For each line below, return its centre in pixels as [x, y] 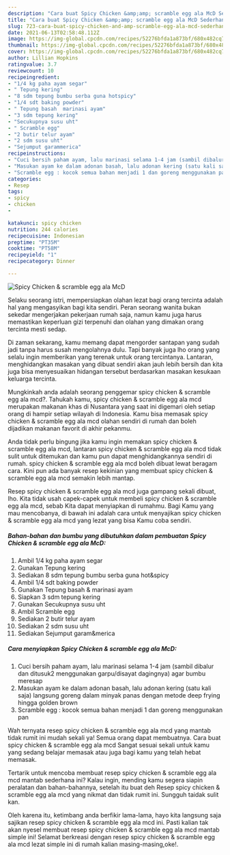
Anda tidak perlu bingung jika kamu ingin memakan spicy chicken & [102, 442]
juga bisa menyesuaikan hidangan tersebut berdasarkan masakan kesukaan [114, 371]
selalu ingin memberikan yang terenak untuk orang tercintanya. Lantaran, [111, 357]
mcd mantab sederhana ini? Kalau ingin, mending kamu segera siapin [105, 780]
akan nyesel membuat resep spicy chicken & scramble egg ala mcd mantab [114, 830]
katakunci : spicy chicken [44, 223]
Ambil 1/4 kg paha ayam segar [60, 560]
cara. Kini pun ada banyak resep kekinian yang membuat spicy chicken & [111, 470]
